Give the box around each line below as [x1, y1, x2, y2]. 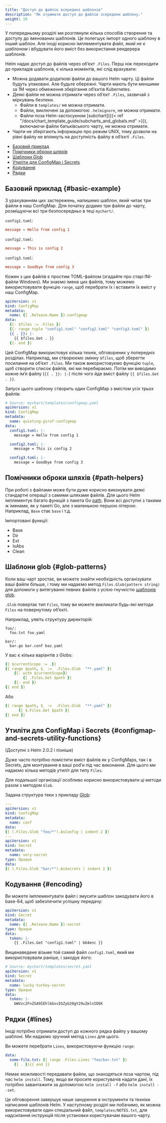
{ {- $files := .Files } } [9, 322, 61, 327]
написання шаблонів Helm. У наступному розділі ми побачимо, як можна [5, 1102, 161, 1108]
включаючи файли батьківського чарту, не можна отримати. [19, 123, 149, 129]
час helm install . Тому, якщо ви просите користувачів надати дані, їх [5, 1076, 153, 1082]
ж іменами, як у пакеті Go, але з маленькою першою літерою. [5, 502, 137, 508]
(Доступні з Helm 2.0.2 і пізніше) [5, 747, 73, 753]
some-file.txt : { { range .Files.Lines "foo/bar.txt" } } [9, 1057, 127, 1062]
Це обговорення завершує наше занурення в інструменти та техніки [5, 1096, 151, 1102]
